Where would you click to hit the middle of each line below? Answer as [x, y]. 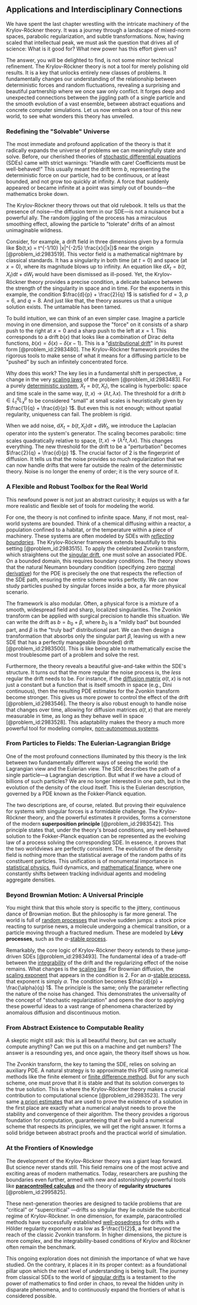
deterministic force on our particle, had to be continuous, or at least [88, 175]
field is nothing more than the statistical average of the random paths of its [96, 855]
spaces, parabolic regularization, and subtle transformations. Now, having [95, 36]
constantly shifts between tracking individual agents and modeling [86, 873]
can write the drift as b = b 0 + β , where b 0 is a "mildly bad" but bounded [94, 623]
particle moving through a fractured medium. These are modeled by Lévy [95, 933]
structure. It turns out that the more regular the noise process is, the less [94, 672]
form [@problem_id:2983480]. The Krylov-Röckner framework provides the [98, 349]
